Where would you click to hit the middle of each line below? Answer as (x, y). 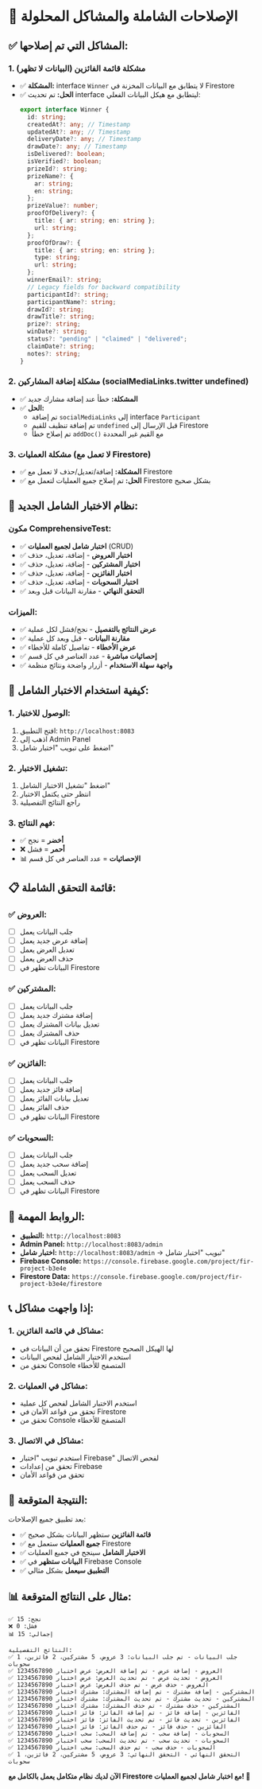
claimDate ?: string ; (61, 346)
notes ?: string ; (54, 353)
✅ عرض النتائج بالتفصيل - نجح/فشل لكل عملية (88, 629)
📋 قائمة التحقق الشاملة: (62, 888)
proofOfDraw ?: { (54, 243)
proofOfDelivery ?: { (61, 213)
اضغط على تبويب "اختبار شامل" (67, 747)
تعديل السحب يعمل (48, 1173)
